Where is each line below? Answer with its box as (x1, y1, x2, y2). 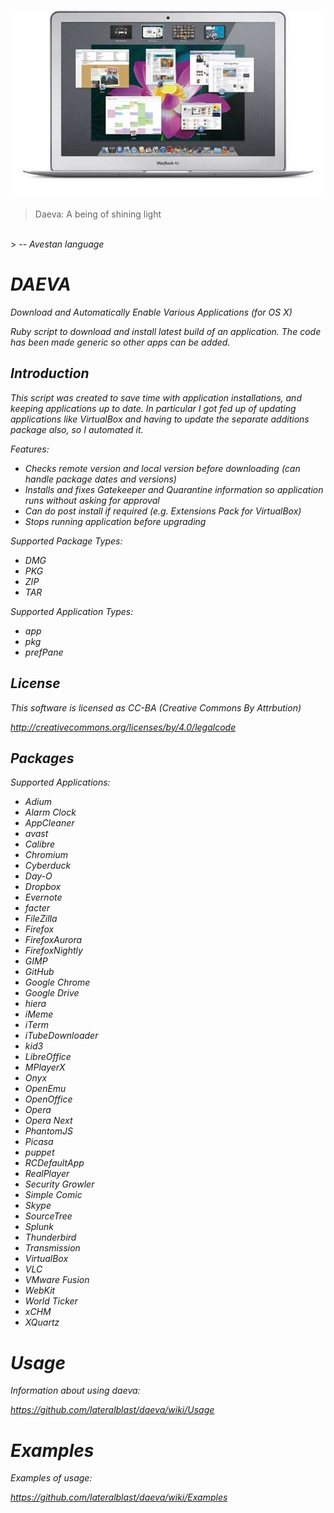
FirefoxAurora (24, 934, 83, 946)
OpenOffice (24, 1093, 73, 1105)
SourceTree (24, 1210, 73, 1222)
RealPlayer (24, 1168, 70, 1180)
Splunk (24, 1221, 54, 1233)
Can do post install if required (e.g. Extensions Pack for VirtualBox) (24, 505, 302, 517)
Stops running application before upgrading (24, 515, 207, 527)
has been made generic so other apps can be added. (10, 336, 231, 348)
